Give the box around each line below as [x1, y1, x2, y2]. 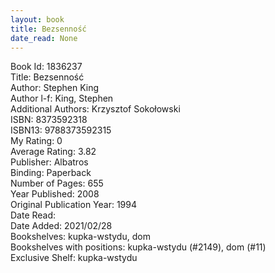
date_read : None [10, 33, 78, 43]
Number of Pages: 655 [10, 177, 104, 190]
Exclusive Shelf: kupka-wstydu [10, 252, 138, 264]
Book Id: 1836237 [10, 61, 83, 73]
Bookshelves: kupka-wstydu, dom [10, 231, 151, 243]
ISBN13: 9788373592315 [10, 124, 112, 136]
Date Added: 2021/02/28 [10, 220, 113, 232]
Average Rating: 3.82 [10, 146, 97, 158]
